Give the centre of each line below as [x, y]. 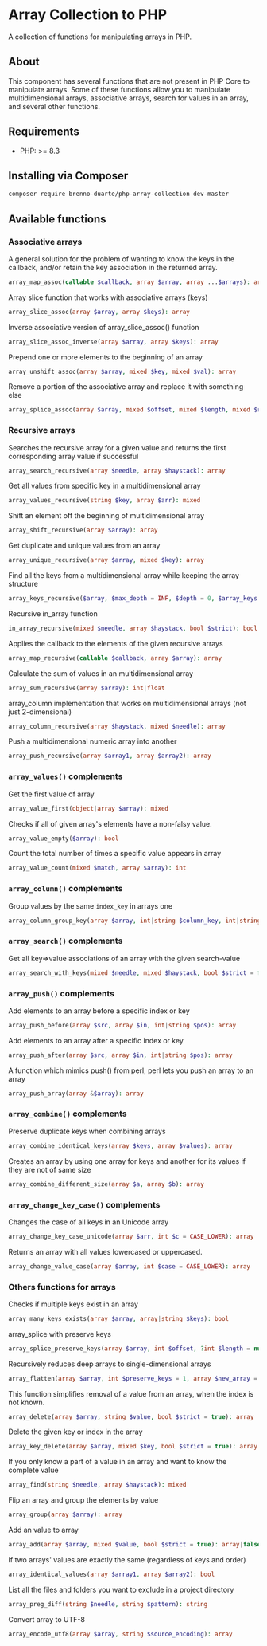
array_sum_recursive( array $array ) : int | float [87, 688]
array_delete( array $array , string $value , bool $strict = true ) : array [131, 1416]
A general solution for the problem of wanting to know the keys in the [122, 259]
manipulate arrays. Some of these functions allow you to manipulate [120, 89]
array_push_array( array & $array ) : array [76, 1094]
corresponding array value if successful [74, 456]
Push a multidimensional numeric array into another [93, 741]
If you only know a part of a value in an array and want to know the [118, 1462]
